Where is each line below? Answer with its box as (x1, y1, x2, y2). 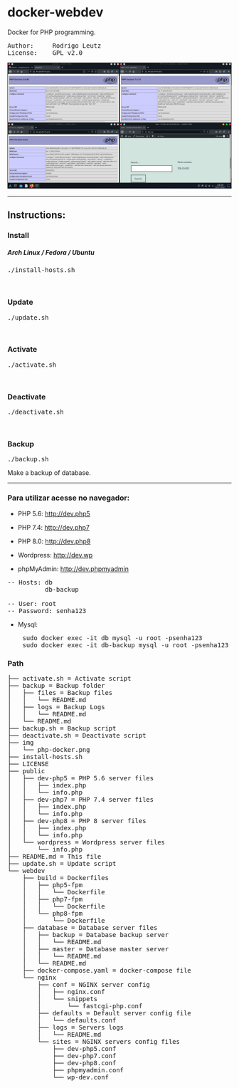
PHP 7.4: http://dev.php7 (17, 523, 90, 531)
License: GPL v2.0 (7, 48, 83, 57)
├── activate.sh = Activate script (7, 674, 132, 682)
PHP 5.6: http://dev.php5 (17, 509, 90, 518)
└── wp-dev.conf (52, 1073, 109, 1081)
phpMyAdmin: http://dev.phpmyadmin (17, 564, 129, 573)
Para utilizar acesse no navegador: (7, 493, 130, 503)
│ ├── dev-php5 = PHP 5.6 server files (7, 774, 154, 782)
